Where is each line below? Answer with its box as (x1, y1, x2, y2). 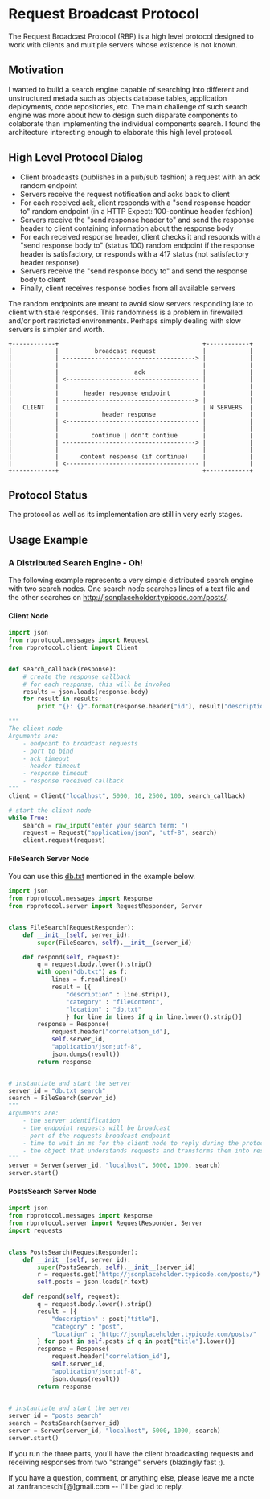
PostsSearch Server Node (8, 1186, 96, 1196)
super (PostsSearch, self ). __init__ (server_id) (37, 1263, 196, 1271)
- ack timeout (22, 754, 70, 762)
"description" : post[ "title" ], (51, 1315, 160, 1323)
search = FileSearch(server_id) (8, 1094, 117, 1103)
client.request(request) (22, 836, 106, 844)
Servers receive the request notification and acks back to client (19, 189, 231, 199)
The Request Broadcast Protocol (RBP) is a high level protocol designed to (8, 31, 255, 41)
